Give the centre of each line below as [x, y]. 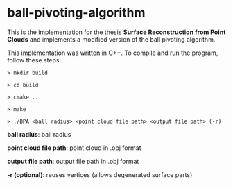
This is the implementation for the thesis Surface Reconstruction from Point [116, 32]
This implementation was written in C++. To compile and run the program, [113, 53]
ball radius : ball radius [39, 134]
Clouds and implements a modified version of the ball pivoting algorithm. [111, 39]
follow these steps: [34, 60]
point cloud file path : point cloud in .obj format [74, 148]
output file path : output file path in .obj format [73, 161]
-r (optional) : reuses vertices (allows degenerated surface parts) [100, 174]
